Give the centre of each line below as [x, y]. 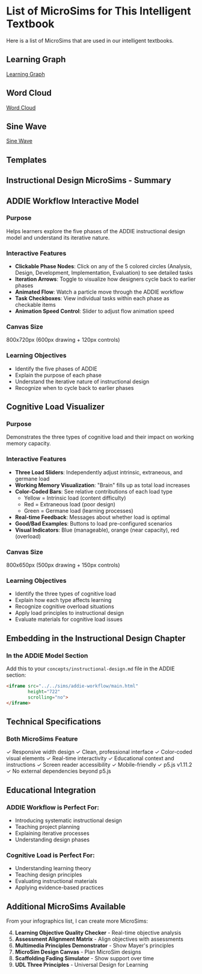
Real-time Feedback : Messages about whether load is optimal [92, 517]
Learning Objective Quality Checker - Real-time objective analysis [98, 932]
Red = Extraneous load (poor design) [70, 504]
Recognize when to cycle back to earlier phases [74, 388]
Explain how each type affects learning [63, 600]
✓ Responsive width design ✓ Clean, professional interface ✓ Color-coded [99, 752]
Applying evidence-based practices [59, 888]
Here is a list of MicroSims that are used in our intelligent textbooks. [90, 40]
